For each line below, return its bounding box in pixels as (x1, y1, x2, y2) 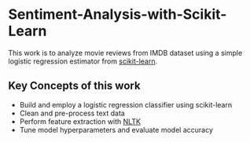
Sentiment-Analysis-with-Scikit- (8, 5, 227, 24)
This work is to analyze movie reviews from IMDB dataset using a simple (8, 48, 243, 57)
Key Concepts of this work (8, 79, 141, 93)
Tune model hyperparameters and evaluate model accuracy (19, 125, 214, 134)
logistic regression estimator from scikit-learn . (8, 56, 158, 66)
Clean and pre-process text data (19, 108, 126, 118)
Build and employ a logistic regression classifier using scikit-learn (19, 100, 233, 109)
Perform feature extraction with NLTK (19, 116, 142, 126)
